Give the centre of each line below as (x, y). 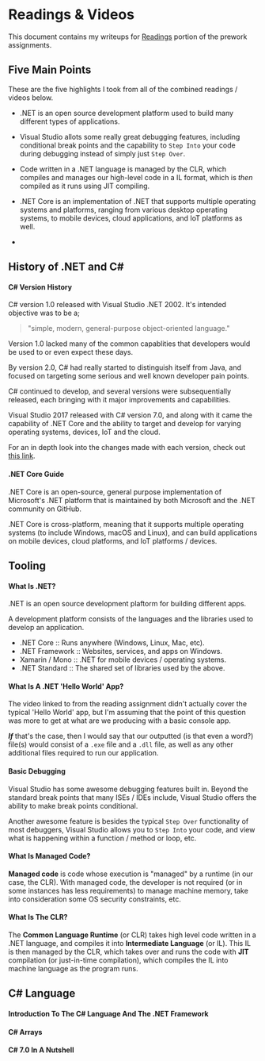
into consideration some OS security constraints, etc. (95, 899)
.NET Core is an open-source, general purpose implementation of (115, 492)
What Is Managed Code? (49, 856)
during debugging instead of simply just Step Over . (102, 153)
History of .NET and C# (66, 267)
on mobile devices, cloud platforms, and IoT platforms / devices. (113, 540)
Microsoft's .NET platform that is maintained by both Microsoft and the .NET (132, 500)
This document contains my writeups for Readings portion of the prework (128, 37)
